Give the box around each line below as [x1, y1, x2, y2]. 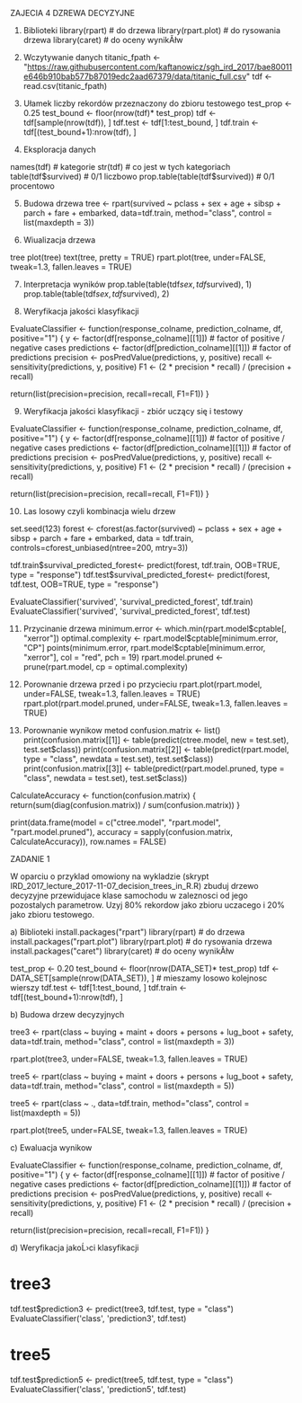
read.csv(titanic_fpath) [22, 81, 108, 91]
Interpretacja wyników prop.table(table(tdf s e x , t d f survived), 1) [22, 279, 253, 289]
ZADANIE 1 [10, 854, 50, 864]
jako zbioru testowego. [10, 910, 95, 919]
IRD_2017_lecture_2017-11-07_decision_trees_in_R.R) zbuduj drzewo [10, 881, 259, 891]
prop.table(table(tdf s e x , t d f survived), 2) [22, 289, 170, 299]
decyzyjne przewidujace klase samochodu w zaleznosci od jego [10, 890, 248, 901]
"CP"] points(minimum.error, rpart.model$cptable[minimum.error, [22, 643, 266, 653]
